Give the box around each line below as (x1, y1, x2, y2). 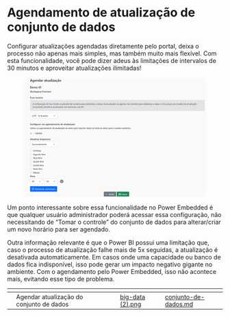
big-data (119, 292, 146, 301)
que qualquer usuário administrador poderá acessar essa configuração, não (7, 211, 222, 219)
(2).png (119, 300, 142, 308)
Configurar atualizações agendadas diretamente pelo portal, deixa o (7, 42, 200, 50)
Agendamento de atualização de (7, 5, 196, 21)
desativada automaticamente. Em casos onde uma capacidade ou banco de (7, 253, 221, 262)
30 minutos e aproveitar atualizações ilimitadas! (7, 64, 142, 72)
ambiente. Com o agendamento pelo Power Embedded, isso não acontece (7, 268, 217, 276)
